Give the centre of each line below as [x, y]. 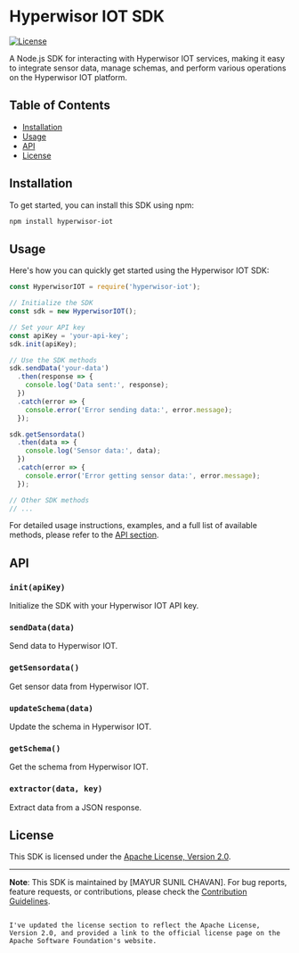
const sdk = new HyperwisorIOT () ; [73, 311]
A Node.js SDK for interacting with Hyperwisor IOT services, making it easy [147, 58]
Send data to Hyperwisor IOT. [64, 646]
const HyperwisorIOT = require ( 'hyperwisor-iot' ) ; [105, 287]
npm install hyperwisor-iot [61, 221]
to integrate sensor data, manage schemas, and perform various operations [148, 68]
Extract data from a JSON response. [76, 807]
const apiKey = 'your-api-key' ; [69, 336]
